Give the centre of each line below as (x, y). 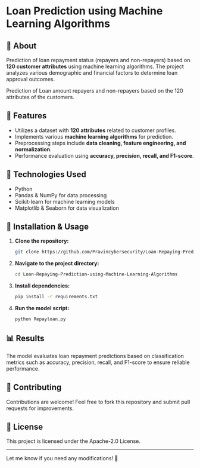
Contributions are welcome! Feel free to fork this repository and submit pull (98, 402)
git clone (27, 252)
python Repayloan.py (40, 319)
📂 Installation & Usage (48, 227)
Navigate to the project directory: (57, 264)
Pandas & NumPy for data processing (61, 195)
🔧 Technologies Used (46, 175)
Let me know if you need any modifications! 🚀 (62, 458)
